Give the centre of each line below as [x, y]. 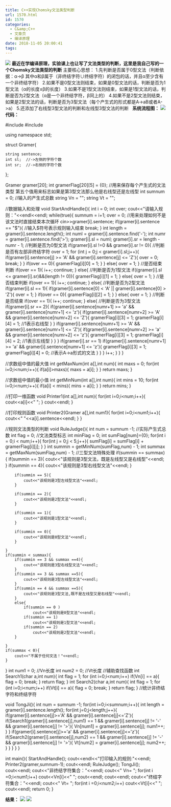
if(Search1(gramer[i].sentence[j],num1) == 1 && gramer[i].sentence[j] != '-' [83, 720]
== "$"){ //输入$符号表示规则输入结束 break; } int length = [66, 228]
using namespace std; [29, 135]
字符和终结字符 [21, 694]
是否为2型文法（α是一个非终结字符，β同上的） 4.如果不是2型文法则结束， [87, 95]
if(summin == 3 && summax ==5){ [49, 574]
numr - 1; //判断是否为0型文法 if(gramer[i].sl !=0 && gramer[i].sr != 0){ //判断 [85, 245]
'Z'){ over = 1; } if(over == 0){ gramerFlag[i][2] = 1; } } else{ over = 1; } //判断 [85, 294]
